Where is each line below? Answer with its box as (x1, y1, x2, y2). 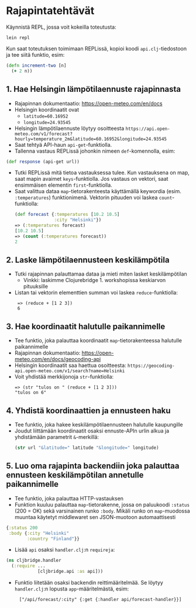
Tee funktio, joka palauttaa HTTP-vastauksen (14, 494, 124, 501)
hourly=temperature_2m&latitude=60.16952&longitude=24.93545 (14, 136, 167, 142)
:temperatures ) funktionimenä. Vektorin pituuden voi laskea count (14, 194, 173, 201)
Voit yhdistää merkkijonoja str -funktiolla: (14, 373, 114, 380)
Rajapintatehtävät (6, 4, 95, 18)
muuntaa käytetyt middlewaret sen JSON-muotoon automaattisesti (14, 513, 176, 520)
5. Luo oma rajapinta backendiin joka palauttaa (6, 461, 180, 471)
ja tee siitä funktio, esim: (6, 51, 65, 58)
